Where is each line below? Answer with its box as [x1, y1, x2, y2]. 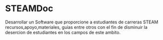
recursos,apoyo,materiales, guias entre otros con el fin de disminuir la [5, 24, 148, 30]
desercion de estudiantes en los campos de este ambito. [5, 29, 121, 35]
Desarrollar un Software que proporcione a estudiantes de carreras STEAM [5, 19, 159, 25]
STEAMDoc [5, 3, 54, 14]
